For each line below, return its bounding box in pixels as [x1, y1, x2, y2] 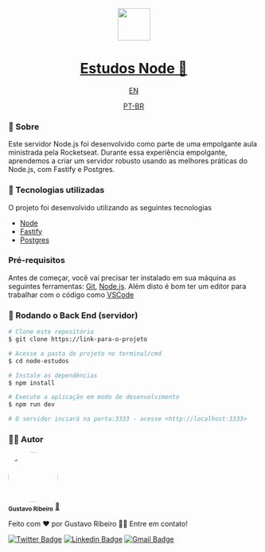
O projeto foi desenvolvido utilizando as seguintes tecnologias [8, 202, 212, 212]
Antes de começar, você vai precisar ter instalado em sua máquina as [8, 272, 236, 282]
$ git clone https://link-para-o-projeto [8, 335, 148, 343]
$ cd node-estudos [8, 357, 69, 365]
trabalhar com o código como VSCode [8, 290, 134, 299]
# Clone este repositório [8, 328, 94, 336]
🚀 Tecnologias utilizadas [8, 185, 105, 196]
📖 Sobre [8, 121, 40, 132]
